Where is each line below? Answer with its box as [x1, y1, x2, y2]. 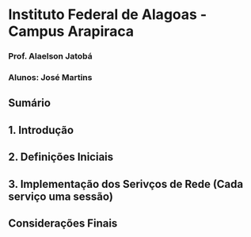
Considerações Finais [8, 216, 118, 230]
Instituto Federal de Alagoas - [8, 6, 207, 24]
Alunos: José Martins [8, 72, 93, 83]
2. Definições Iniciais [8, 151, 114, 164]
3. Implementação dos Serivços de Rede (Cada [8, 177, 244, 191]
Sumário [8, 97, 51, 110]
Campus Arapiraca [8, 22, 135, 40]
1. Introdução [8, 123, 74, 136]
